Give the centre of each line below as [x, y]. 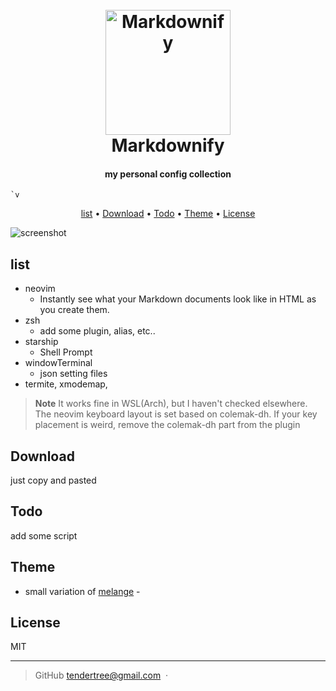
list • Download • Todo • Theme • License [168, 214]
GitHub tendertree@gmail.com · [101, 675]
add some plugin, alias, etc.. [97, 331]
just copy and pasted [53, 480]
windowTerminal [58, 363]
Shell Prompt [66, 352]
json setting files [73, 374]
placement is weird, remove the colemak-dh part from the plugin [167, 425]
